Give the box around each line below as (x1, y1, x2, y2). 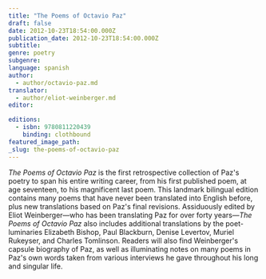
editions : (8, 115, 42, 124)
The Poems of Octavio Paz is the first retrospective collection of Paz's (8, 168, 240, 177)
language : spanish (8, 64, 69, 72)
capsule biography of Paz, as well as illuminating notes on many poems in (8, 244, 252, 253)
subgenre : (8, 57, 42, 65)
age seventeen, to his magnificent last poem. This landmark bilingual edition (8, 184, 259, 194)
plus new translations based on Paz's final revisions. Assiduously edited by (8, 201, 256, 211)
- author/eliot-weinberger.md (15, 94, 116, 102)
